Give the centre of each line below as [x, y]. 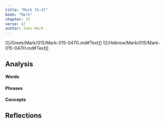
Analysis [19, 64]
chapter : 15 [18, 19]
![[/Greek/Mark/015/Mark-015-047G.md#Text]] [53, 43]
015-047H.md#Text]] [27, 48]
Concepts [16, 100]
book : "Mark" [19, 15]
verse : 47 [16, 24]
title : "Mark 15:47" [27, 10]
